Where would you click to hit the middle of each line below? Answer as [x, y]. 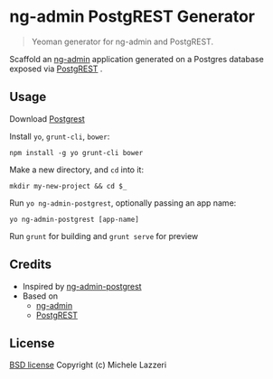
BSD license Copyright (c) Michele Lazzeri [88, 365]
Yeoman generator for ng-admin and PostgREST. [122, 42]
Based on [40, 296]
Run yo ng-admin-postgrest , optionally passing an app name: [123, 203]
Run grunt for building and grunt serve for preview [104, 236]
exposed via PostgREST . [56, 69]
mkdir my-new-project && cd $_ [68, 186]
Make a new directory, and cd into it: [77, 170]
